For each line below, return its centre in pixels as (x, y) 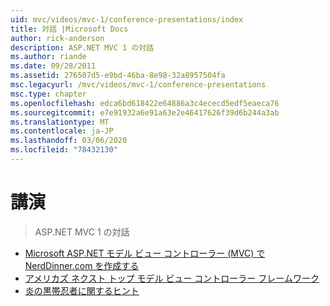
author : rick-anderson (57, 38)
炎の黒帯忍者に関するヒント (82, 290)
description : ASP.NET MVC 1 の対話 (82, 47)
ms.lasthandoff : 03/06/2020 (69, 141)
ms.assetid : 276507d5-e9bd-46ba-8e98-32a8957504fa (118, 76)
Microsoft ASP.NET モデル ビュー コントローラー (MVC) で (145, 253)
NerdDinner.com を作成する (82, 265)
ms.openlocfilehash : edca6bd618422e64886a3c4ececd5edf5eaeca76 (145, 103)
